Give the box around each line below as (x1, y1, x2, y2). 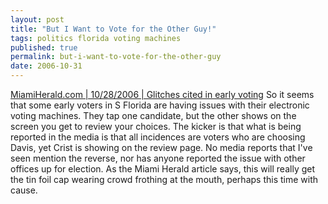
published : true (10, 42, 78, 53)
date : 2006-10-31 (10, 61, 83, 71)
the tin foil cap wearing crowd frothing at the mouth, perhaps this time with (10, 174, 319, 185)
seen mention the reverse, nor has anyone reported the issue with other (10, 152, 306, 164)
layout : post (10, 14, 65, 25)
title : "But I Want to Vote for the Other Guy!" (10, 24, 217, 34)
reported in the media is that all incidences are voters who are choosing (10, 131, 306, 143)
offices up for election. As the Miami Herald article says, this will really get (10, 163, 316, 175)
